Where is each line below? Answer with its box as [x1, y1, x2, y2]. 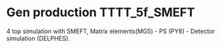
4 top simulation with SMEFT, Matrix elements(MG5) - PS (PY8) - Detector [6, 27, 216, 35]
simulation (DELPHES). [6, 34, 70, 42]
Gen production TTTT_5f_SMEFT [6, 5, 195, 20]
